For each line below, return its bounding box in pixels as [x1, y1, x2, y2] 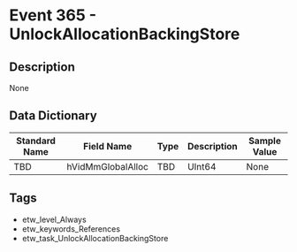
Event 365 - [9, 5, 97, 26]
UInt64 [187, 160, 217, 172]
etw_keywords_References [21, 223, 121, 234]
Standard [16, 134, 56, 147]
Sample [248, 134, 281, 147]
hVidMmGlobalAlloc [66, 160, 148, 172]
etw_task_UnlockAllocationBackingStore [21, 233, 169, 243]
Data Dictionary [9, 108, 97, 124]
